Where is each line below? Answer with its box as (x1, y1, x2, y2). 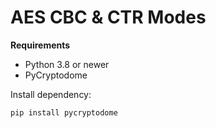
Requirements (10, 39, 71, 51)
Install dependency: (10, 88, 92, 100)
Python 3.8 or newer (24, 58, 110, 70)
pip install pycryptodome (10, 107, 118, 118)
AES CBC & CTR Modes (10, 6, 207, 29)
